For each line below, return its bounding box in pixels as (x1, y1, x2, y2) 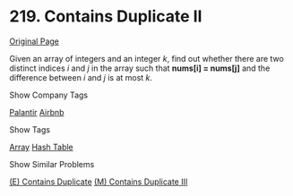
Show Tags (9, 124, 51, 135)
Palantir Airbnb (9, 107, 65, 117)
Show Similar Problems (9, 158, 95, 169)
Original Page (9, 36, 60, 47)
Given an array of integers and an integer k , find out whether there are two (9, 53, 284, 64)
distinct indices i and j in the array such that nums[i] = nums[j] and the (9, 63, 271, 73)
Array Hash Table (9, 141, 73, 152)
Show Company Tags (9, 89, 88, 100)
